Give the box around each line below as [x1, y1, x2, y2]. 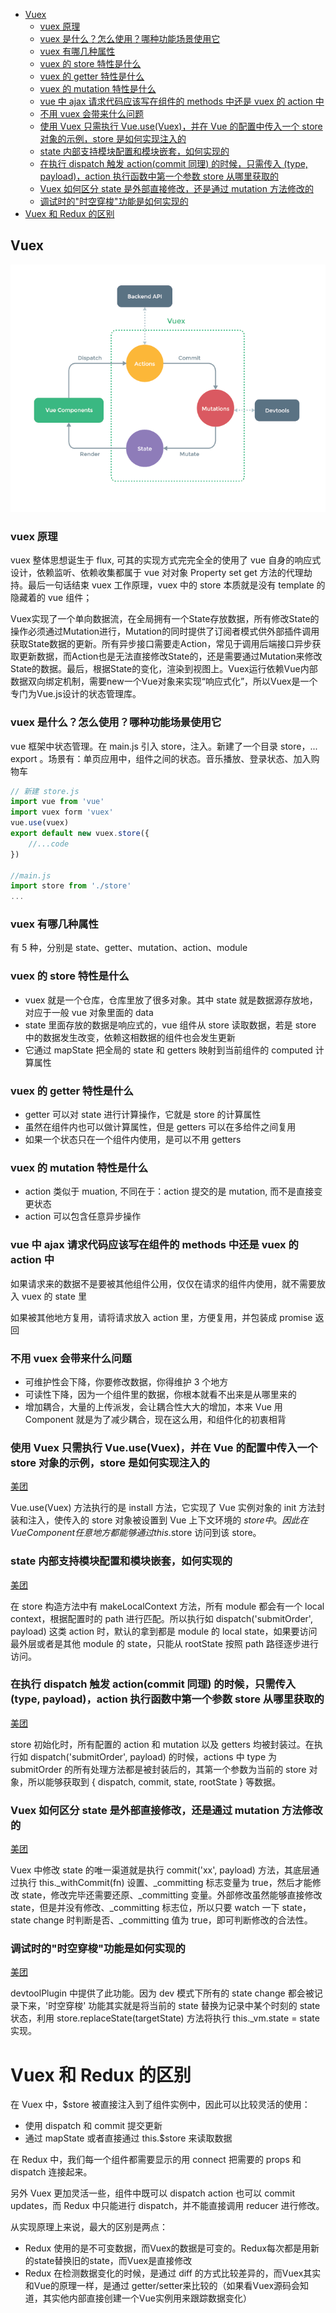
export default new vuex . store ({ [10, 829, 150, 839]
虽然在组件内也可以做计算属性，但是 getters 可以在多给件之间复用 [24, 1121, 297, 1133]
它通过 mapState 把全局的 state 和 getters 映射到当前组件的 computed [24, 1044, 313, 1056]
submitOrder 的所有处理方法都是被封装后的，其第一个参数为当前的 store [10, 1763, 307, 1775]
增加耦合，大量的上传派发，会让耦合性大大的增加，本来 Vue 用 [24, 1400, 283, 1413]
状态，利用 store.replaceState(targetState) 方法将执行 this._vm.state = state [10, 2012, 320, 2024]
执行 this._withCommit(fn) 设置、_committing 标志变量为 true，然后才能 [18, 1877, 313, 1889]
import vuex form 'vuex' [10, 807, 114, 818]
